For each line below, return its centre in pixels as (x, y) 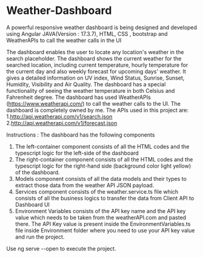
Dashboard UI (32, 205)
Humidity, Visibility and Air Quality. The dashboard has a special (86, 84)
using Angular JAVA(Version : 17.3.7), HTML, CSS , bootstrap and (87, 33)
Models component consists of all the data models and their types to (101, 178)
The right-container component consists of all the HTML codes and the (104, 159)
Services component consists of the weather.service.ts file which (97, 191)
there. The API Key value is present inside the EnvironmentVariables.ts (103, 224)
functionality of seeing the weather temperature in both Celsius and (91, 90)
